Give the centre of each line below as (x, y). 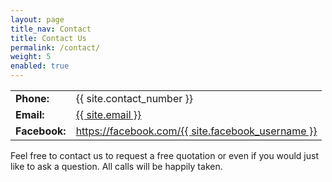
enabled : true (40, 66)
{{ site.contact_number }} (134, 98)
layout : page (37, 19)
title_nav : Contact (51, 29)
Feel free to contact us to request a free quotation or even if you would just (165, 155)
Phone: (32, 98)
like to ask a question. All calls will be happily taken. (116, 166)
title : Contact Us (48, 38)
